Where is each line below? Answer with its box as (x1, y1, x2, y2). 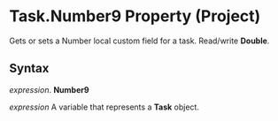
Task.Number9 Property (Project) (9, 6, 261, 26)
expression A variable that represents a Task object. (9, 102, 199, 112)
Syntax (9, 61, 50, 76)
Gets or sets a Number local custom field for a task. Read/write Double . (9, 35, 270, 46)
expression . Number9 (9, 84, 90, 95)
